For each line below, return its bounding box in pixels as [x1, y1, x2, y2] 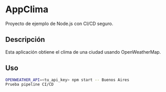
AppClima [5, 4, 49, 15]
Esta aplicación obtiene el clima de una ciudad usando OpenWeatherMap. [5, 49, 161, 55]
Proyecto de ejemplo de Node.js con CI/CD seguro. [5, 20, 114, 27]
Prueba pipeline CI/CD [5, 82, 54, 87]
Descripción [5, 35, 45, 44]
